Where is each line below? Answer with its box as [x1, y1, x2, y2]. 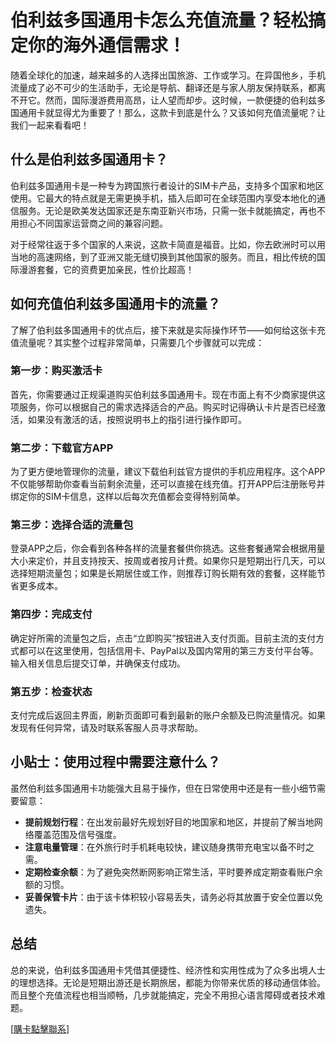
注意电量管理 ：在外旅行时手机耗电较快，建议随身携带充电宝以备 [24, 841, 288, 853]
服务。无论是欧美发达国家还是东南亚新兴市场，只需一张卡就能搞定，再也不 [18, 204, 326, 216]
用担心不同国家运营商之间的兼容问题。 [10, 217, 168, 229]
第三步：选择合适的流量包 [10, 518, 134, 532]
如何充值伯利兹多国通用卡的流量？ [10, 296, 221, 313]
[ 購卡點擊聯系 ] [10, 1022, 70, 1035]
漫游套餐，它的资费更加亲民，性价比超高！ [18, 263, 195, 275]
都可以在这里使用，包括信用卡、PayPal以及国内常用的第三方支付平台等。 [18, 644, 319, 656]
